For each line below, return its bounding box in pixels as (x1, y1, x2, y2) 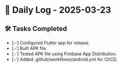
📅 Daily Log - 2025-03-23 (4, 4, 111, 16)
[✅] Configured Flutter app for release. (11, 40, 90, 45)
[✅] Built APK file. (11, 45, 48, 51)
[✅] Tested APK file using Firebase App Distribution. (11, 51, 117, 57)
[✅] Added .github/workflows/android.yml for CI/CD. (11, 56, 118, 62)
